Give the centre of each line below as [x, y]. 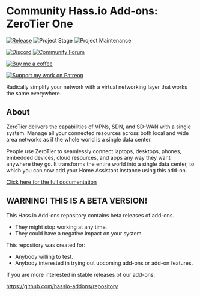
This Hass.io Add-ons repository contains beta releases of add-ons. [90, 215]
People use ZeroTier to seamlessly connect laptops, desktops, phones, [94, 151]
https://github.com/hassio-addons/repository [62, 286]
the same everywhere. [34, 93]
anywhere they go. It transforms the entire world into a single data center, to [100, 164]
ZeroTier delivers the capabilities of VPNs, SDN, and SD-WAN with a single [98, 127]
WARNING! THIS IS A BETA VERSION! [77, 201]
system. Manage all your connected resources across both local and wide [98, 133]
